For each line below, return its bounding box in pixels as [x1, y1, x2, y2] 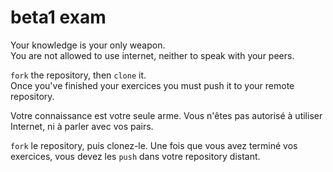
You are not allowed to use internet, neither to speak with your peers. [10, 49, 295, 61]
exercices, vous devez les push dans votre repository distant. [10, 150, 261, 162]
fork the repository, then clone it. [10, 69, 147, 81]
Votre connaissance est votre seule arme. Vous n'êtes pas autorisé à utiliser [10, 109, 323, 121]
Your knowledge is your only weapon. [10, 39, 166, 51]
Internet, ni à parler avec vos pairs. [10, 120, 154, 132]
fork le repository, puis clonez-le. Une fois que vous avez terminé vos [10, 139, 298, 151]
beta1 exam [10, 6, 107, 29]
